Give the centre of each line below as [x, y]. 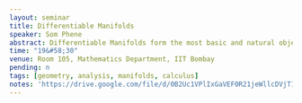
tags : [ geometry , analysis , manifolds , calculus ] [104, 76]
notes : [22, 84]
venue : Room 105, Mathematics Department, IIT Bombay [112, 59]
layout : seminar [40, 17]
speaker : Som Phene [46, 34]
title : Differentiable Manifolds [72, 26]
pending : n [30, 68]
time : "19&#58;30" [44, 51]
